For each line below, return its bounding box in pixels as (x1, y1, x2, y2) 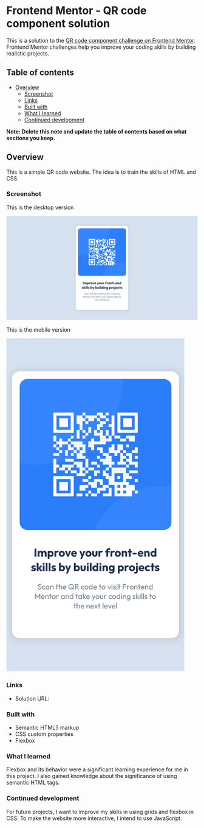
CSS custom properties (15, 730, 74, 738)
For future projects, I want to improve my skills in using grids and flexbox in (6, 808, 194, 815)
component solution (6, 16, 110, 30)
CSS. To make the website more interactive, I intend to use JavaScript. (6, 815, 182, 822)
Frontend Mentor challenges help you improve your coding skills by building (6, 43, 196, 51)
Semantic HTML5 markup (15, 724, 80, 732)
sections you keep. (6, 134, 56, 141)
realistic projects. (6, 49, 50, 57)
